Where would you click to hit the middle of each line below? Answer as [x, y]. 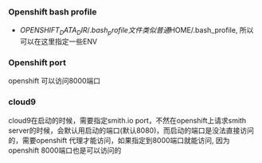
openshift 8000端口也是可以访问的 [65, 150]
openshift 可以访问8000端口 [55, 81]
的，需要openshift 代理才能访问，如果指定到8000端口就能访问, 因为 [119, 140]
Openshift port [37, 63]
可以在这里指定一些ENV [59, 41]
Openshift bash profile [53, 12]
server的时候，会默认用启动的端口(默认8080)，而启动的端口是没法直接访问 [131, 130]
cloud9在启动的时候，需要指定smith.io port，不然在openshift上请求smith [127, 120]
